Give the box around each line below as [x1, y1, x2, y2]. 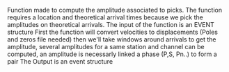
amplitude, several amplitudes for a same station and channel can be [7, 43, 205, 51]
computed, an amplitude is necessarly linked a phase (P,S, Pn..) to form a [7, 50, 217, 58]
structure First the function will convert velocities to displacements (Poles [7, 28, 218, 36]
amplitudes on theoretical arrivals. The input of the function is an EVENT [7, 21, 214, 28]
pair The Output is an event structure [7, 57, 113, 65]
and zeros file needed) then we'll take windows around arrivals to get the [7, 35, 216, 44]
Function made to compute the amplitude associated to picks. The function [7, 6, 223, 14]
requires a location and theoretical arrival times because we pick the [7, 13, 203, 21]
